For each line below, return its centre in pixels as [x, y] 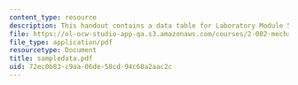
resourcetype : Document [53, 50]
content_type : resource [53, 17]
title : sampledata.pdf [51, 58]
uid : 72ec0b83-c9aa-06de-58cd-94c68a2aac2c [91, 67]
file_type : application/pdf [61, 42]
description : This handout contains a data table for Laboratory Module [146, 26]
